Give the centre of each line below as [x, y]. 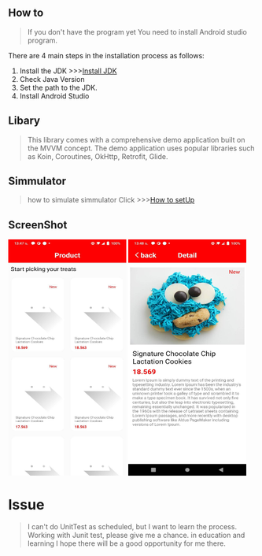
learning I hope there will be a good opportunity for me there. [127, 543]
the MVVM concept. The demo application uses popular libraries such [141, 148]
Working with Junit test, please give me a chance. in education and [136, 536]
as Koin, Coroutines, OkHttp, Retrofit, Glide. [98, 156]
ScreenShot [38, 225]
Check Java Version [52, 79]
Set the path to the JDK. [59, 87]
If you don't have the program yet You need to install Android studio [137, 32]
